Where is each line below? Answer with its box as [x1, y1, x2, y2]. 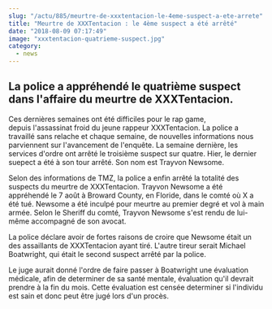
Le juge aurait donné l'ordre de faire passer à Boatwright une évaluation [8, 265, 249, 275]
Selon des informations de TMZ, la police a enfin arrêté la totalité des [8, 172, 240, 183]
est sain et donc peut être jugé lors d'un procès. [8, 290, 169, 301]
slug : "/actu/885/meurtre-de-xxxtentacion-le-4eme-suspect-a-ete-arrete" [8, 11, 264, 20]
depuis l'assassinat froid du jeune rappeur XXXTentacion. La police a [8, 123, 240, 133]
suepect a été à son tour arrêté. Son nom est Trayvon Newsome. [8, 157, 225, 167]
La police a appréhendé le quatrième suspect [8, 80, 241, 94]
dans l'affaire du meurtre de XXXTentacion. [8, 93, 234, 107]
